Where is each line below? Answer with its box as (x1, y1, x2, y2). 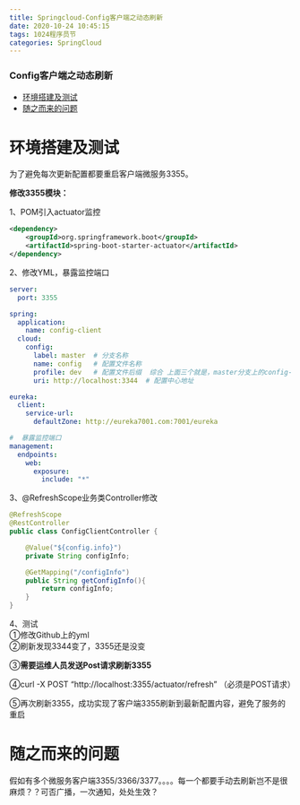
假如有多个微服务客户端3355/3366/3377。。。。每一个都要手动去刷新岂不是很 (9, 775, 288, 786)
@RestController (9, 519, 70, 528)
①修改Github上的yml (9, 629, 90, 641)
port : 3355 (17, 293, 58, 302)
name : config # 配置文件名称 (32, 359, 142, 368)
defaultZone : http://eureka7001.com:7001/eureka (32, 418, 219, 427)
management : (9, 441, 54, 451)
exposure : (32, 467, 70, 476)
